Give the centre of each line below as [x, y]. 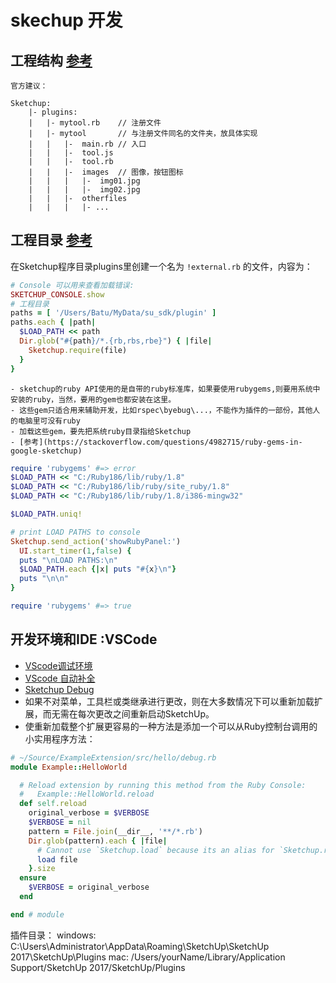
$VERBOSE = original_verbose [89, 887]
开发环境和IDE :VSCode [84, 639]
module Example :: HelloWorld [69, 767]
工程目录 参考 [51, 240]
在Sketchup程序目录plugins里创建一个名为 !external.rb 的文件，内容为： [161, 266]
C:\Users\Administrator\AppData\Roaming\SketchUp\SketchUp [140, 946]
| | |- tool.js [71, 153]
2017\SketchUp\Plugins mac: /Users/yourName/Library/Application [148, 957]
